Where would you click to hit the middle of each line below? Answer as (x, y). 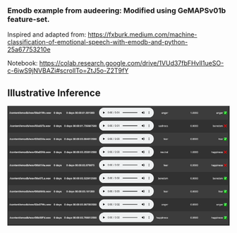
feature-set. (29, 19)
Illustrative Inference (54, 93)
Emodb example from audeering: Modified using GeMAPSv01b (117, 11)
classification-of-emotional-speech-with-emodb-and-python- (98, 42)
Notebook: (23, 63)
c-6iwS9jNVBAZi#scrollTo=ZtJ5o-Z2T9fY (68, 71)
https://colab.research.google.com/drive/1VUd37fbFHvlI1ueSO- (132, 63)
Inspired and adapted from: (47, 34)
